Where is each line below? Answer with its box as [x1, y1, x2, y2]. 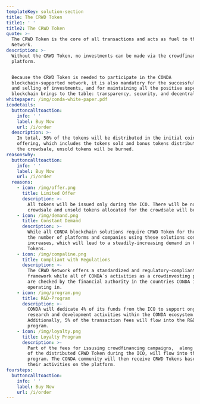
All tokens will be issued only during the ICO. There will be [27, 201, 187, 207]
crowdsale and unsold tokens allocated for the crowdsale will [27, 207, 187, 213]
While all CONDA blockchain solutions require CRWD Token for [27, 229, 185, 235]
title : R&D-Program [21, 295, 70, 301]
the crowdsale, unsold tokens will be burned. [17, 146, 135, 152]
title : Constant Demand [21, 218, 82, 224]
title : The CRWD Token [6, 14, 62, 20]
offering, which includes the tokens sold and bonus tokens [17, 141, 169, 147]
